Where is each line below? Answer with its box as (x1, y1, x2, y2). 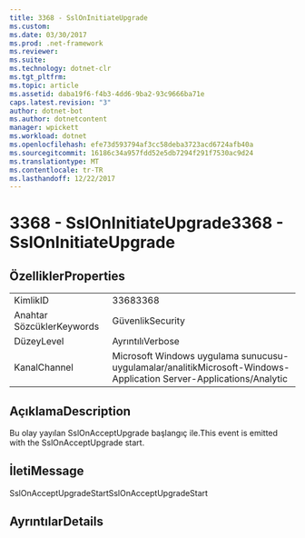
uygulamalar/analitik (112, 361, 198, 374)
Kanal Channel (14, 361, 74, 374)
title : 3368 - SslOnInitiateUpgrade (9, 13, 148, 23)
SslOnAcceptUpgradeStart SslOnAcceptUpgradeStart (9, 487, 209, 498)
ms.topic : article (9, 81, 79, 90)
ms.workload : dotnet (9, 132, 88, 141)
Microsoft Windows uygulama (112, 350, 240, 363)
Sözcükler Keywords (14, 320, 100, 333)
